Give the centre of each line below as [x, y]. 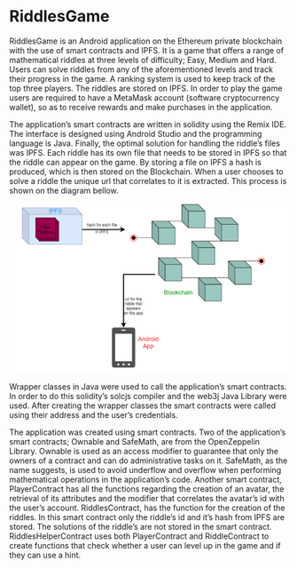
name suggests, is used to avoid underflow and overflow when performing [145, 470]
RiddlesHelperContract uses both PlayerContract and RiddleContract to [139, 536]
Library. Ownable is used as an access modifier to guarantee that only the [144, 452]
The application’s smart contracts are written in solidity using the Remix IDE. [148, 124]
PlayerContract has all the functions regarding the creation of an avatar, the [147, 489]
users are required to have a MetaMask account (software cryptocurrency [145, 97]
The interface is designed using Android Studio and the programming [136, 133]
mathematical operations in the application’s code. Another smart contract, [145, 480]
